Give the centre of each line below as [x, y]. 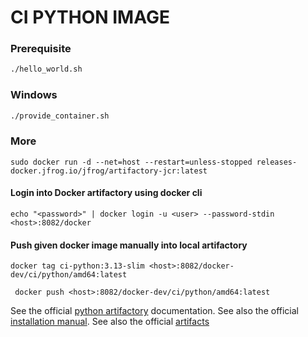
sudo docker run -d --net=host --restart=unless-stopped [131, 162]
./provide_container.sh [60, 116]
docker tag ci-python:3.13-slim [77, 266]
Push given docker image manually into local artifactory [129, 245]
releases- [277, 162]
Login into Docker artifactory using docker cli [106, 193]
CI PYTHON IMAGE [90, 17]
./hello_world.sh [46, 69]
